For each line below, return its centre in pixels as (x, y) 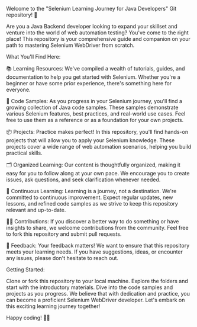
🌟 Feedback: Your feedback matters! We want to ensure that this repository (98, 246)
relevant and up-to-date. (36, 210)
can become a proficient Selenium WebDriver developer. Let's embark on (96, 300)
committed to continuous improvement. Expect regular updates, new (90, 197)
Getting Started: (26, 270)
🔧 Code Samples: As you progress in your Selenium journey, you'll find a (94, 101)
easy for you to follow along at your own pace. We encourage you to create (98, 173)
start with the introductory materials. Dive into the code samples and (90, 287)
